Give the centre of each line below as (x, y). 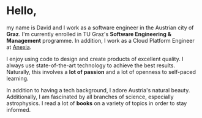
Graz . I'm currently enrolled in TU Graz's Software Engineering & (89, 34)
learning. (17, 78)
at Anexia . (19, 47)
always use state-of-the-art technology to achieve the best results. (91, 65)
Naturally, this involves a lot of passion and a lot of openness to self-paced (101, 72)
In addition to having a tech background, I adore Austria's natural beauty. (98, 90)
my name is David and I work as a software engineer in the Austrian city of (100, 28)
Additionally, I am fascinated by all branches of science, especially (90, 97)
